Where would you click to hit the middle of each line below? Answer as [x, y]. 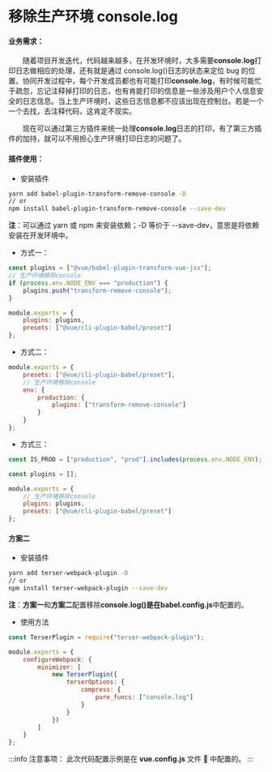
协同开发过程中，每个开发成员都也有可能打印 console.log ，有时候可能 [138, 81]
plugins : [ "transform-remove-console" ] [119, 405]
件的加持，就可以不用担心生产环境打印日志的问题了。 [97, 139]
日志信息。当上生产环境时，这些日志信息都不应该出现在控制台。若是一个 [143, 101]
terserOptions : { [96, 682]
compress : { [101, 690]
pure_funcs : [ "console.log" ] [144, 697]
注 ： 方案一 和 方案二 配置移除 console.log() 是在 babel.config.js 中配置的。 [128, 604]
